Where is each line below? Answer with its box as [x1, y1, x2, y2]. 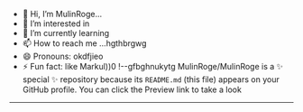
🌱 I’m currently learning [22, 28, 110, 38]
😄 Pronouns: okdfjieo [22, 51, 104, 61]
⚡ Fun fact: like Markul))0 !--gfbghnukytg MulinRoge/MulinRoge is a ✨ [22, 61, 284, 71]
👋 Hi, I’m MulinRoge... [22, 9, 103, 19]
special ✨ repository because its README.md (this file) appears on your [22, 74, 280, 85]
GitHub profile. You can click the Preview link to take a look [22, 84, 242, 95]
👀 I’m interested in [22, 18, 90, 29]
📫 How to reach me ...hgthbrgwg [22, 38, 147, 49]
